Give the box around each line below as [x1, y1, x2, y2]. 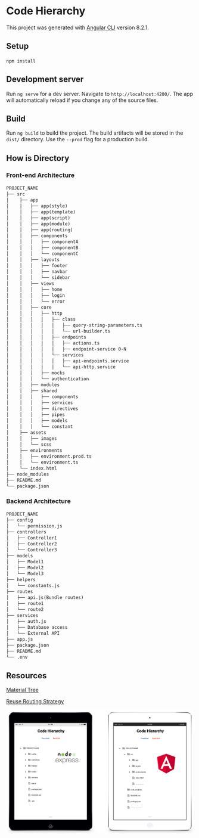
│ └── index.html [6, 465, 58, 471]
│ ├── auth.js [6, 619, 46, 625]
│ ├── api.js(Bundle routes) [6, 595, 84, 601]
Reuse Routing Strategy [6, 698, 64, 705]
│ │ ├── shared [6, 388, 58, 394]
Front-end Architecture [6, 171, 75, 179]
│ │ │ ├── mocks [6, 370, 66, 376]
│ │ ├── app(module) [6, 221, 70, 227]
